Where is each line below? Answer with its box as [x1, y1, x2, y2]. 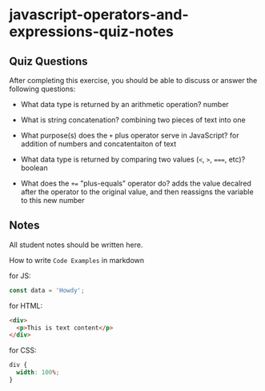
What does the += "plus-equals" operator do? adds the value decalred [20, 178, 251, 188]
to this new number [20, 196, 85, 205]
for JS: [9, 270, 31, 281]
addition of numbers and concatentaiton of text [20, 139, 177, 149]
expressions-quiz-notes [9, 22, 175, 41]
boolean [20, 163, 48, 173]
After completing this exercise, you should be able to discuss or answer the [9, 76, 258, 85]
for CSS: [9, 345, 37, 355]
